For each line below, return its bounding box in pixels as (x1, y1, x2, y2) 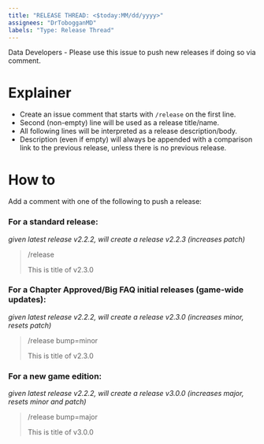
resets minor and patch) (8, 397, 87, 406)
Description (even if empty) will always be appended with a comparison (19, 135, 253, 144)
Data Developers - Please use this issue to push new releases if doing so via (8, 48, 256, 57)
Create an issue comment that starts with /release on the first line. (19, 109, 236, 119)
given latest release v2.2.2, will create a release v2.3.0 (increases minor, (8, 312, 244, 321)
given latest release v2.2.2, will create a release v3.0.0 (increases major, (8, 389, 244, 398)
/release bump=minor (27, 335, 99, 345)
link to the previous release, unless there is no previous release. (19, 143, 227, 153)
